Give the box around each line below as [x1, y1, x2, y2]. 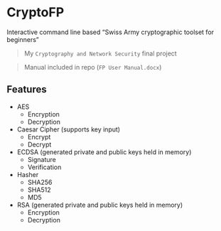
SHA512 [27, 186, 51, 194]
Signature [27, 155, 56, 163]
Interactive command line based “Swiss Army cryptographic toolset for [6, 28, 215, 36]
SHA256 [27, 178, 53, 186]
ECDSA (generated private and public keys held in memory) [16, 147, 192, 156]
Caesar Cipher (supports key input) [16, 125, 121, 134]
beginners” [6, 35, 40, 43]
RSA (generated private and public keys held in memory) [16, 200, 183, 209]
